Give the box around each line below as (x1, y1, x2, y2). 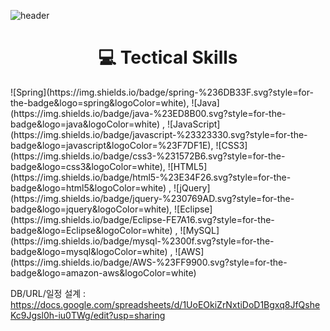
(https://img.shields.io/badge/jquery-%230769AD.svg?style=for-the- (10, 192, 295, 204)
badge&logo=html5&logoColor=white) (10, 181, 167, 194)
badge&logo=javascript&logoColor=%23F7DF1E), (10, 139, 214, 151)
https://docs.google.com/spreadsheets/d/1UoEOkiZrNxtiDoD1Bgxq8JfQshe (10, 298, 321, 310)
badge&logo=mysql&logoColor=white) (10, 245, 168, 257)
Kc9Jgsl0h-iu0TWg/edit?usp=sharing (10, 309, 166, 321)
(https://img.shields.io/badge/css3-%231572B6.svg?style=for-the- (10, 150, 286, 162)
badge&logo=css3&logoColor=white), (10, 160, 166, 172)
